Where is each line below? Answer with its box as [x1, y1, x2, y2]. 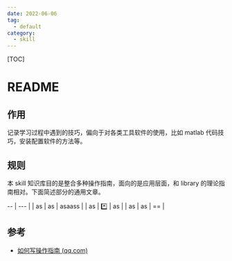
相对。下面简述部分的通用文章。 [12, 187, 105, 196]
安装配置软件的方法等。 [19, 137, 87, 146]
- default [13, 23, 42, 30]
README [7, 79, 60, 95]
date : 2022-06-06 [7, 10, 57, 17]
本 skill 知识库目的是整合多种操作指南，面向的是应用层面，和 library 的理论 [7, 178, 220, 187]
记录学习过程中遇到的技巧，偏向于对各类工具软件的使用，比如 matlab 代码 [7, 128, 218, 137]
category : [7, 29, 36, 37]
